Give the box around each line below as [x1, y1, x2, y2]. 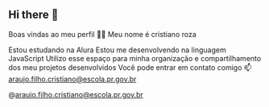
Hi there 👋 [8, 8, 59, 22]
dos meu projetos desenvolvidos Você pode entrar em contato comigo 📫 [8, 62, 252, 72]
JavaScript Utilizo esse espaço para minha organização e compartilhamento [8, 53, 262, 63]
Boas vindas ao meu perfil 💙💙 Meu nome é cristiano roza [8, 29, 197, 39]
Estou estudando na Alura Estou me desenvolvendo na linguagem [8, 45, 227, 55]
